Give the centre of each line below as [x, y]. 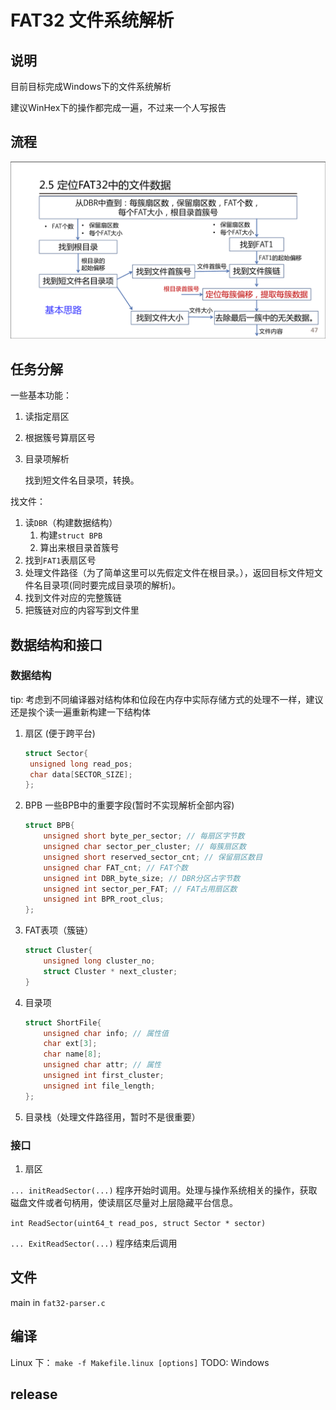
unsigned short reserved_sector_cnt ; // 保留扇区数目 [153, 857]
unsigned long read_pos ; [81, 764]
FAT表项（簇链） [59, 930]
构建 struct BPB [71, 535]
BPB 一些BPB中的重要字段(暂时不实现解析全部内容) [129, 805]
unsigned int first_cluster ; [104, 1076]
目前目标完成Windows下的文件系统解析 [91, 86]
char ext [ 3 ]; [70, 1044]
